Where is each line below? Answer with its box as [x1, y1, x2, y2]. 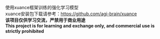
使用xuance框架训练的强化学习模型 [5, 5, 79, 10]
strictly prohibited [5, 28, 44, 34]
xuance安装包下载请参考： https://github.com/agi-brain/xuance [5, 11, 137, 17]
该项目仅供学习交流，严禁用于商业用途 [5, 17, 85, 23]
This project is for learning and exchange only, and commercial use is [5, 23, 155, 29]
